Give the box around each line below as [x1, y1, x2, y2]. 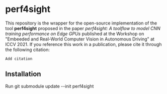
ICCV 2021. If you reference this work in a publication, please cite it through [5, 41, 162, 47]
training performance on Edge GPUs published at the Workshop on [5, 30, 144, 36]
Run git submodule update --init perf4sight [5, 83, 94, 89]
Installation [5, 70, 41, 78]
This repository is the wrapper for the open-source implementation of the [5, 20, 157, 26]
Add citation [5, 56, 33, 61]
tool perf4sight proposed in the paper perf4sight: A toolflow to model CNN [5, 25, 161, 31]
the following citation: [5, 46, 50, 52]
